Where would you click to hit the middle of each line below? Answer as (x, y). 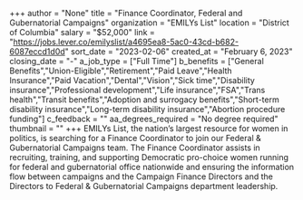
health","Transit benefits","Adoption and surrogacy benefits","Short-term (144, 100)
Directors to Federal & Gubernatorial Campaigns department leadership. (144, 186)
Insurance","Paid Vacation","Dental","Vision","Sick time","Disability (132, 80)
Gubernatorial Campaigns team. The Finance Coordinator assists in (135, 148)
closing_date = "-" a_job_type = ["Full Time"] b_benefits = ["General (137, 61)
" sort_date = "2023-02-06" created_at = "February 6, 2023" (179, 52)
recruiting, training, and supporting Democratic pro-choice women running (149, 157)
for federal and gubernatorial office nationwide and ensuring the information (152, 167)
